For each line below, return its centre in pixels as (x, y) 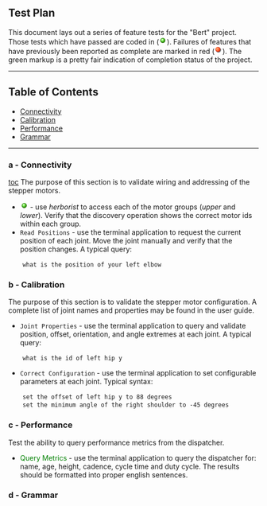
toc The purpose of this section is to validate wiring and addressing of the (129, 181)
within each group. (50, 224)
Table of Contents (54, 92)
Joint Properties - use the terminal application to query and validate (133, 326)
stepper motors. (35, 190)
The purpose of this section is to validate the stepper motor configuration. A (133, 302)
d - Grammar (33, 495)
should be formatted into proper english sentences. (104, 475)
